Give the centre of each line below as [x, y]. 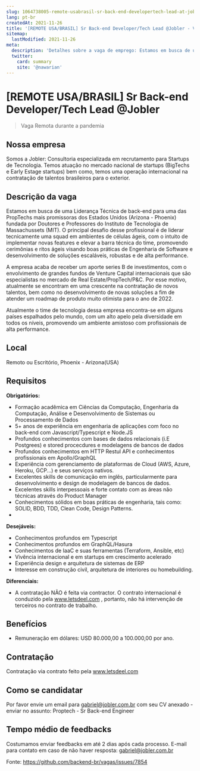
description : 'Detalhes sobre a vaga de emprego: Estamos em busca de [101, 51]
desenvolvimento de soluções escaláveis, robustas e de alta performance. [97, 255]
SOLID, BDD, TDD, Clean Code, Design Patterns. [74, 508]
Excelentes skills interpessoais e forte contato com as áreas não [93, 489]
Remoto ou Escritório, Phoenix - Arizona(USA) [62, 362]
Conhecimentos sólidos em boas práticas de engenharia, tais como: [98, 502]
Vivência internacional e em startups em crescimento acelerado [93, 557]
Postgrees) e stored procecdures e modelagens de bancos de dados [99, 445]
